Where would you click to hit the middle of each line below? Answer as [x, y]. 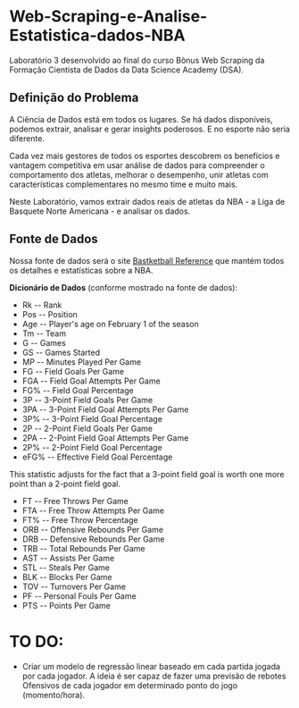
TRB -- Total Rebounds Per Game [83, 548]
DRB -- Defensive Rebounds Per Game [93, 539]
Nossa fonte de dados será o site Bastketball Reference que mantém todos [147, 260]
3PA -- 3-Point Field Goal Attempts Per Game [105, 409]
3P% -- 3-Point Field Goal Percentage [92, 418]
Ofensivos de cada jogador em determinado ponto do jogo [130, 685]
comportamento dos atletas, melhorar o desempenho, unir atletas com [139, 174]
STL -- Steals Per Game [66, 567]
